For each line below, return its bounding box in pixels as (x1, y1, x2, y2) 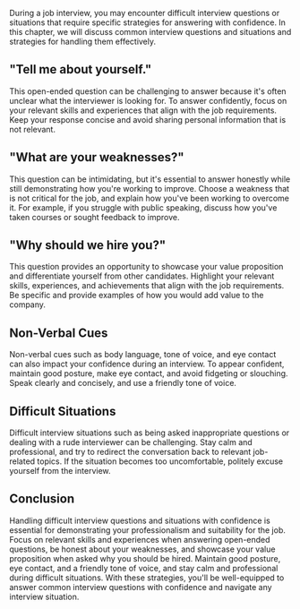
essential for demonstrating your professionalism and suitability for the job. (9, 524, 287, 536)
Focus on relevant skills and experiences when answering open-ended (9, 534, 270, 545)
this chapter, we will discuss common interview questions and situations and (9, 27, 292, 37)
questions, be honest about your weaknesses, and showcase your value (9, 544, 276, 554)
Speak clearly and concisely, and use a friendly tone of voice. (9, 378, 237, 389)
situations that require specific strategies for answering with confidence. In (9, 17, 287, 28)
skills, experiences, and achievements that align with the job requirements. (9, 280, 285, 291)
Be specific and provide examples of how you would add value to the (9, 290, 264, 301)
